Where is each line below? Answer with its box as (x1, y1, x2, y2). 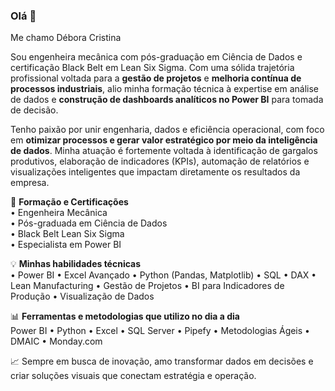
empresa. (10, 177, 50, 189)
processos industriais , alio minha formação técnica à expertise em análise (10, 83, 320, 95)
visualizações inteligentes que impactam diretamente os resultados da (10, 166, 301, 178)
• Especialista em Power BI (10, 239, 122, 251)
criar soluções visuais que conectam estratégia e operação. (10, 370, 257, 382)
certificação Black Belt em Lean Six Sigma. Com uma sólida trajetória (10, 62, 295, 74)
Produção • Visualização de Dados (10, 290, 155, 303)
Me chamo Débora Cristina (10, 32, 122, 44)
